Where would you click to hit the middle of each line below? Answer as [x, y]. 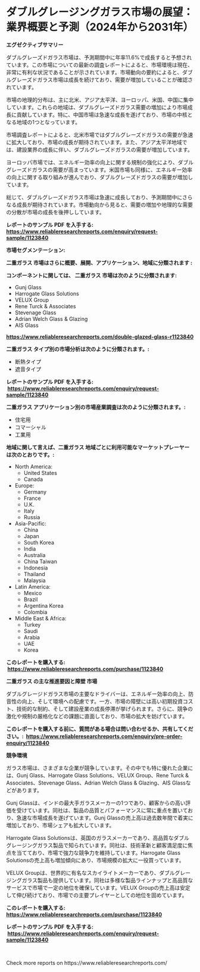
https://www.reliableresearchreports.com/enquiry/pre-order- [104, 736]
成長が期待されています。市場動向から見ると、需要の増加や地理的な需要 [105, 204]
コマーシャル [30, 427]
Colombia [35, 612]
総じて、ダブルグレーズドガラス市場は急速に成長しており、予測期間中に [94, 197]
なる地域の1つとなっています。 [43, 122]
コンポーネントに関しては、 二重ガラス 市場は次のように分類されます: [92, 275]
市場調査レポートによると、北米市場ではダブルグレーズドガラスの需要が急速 [100, 135]
